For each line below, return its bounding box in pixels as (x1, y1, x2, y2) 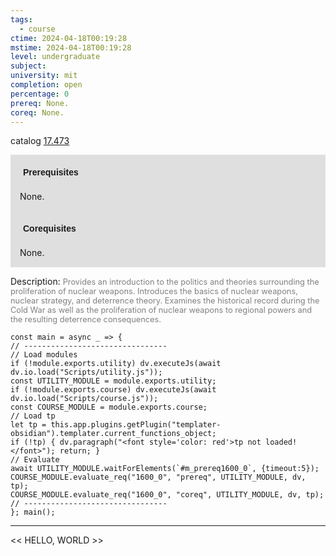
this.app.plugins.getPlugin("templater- (50, 420, 222, 430)
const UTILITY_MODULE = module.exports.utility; (10, 376, 217, 386)
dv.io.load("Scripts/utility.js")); (10, 367, 163, 378)
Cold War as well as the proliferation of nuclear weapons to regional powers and (10, 305, 313, 316)
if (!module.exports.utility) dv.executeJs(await (10, 359, 222, 369)
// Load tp (10, 411, 56, 421)
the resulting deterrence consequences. (10, 314, 162, 325)
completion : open (10, 80, 83, 90)
